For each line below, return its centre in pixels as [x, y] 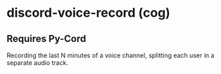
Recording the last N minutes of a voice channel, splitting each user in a [110, 55]
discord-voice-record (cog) [88, 13]
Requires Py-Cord [46, 39]
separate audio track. [37, 63]
